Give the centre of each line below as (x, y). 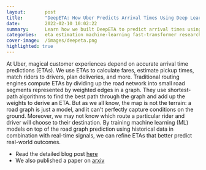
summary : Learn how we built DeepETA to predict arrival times (96, 29)
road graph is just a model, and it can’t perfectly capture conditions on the (100, 109)
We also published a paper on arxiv (60, 160)
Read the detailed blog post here (56, 153)
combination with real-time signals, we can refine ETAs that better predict (99, 135)
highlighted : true (30, 47)
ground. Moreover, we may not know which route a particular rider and (96, 116)
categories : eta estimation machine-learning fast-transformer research (104, 35)
